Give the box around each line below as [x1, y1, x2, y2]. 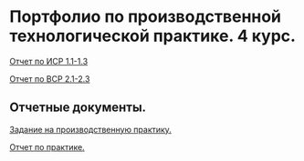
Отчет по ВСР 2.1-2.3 [9, 73, 90, 84]
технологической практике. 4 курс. [9, 25, 297, 46]
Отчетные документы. [9, 100, 147, 116]
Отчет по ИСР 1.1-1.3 [9, 55, 89, 66]
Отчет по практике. [9, 141, 85, 152]
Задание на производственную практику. [9, 124, 172, 135]
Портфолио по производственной [9, 6, 281, 27]
